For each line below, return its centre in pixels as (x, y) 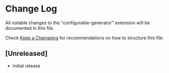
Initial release (26, 65)
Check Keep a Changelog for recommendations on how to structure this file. (85, 38)
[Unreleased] (27, 54)
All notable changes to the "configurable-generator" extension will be (78, 23)
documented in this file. (30, 28)
